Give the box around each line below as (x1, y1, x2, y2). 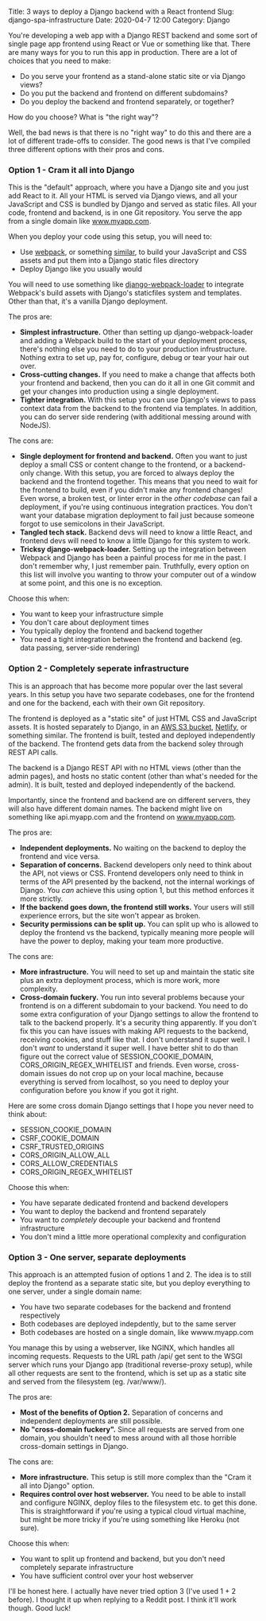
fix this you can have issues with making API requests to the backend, (19, 1026, 249, 1036)
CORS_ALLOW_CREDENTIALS (19, 1158, 118, 1168)
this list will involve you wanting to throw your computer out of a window (19, 570, 256, 580)
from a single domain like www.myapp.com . (8, 217, 152, 226)
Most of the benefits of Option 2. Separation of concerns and (19, 1408, 224, 1417)
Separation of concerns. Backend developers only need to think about (19, 859, 253, 869)
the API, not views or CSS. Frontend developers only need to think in (19, 868, 244, 878)
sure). (19, 1523, 40, 1533)
